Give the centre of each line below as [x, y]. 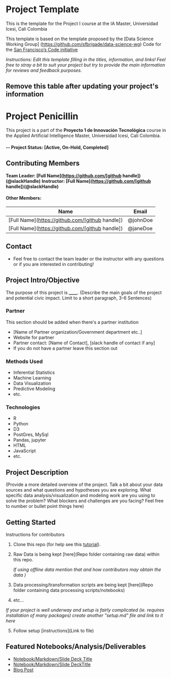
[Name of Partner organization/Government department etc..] [78, 332]
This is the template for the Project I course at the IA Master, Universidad [82, 23]
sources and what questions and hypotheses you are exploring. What [79, 490]
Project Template [42, 9]
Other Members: [24, 198]
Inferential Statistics [34, 372]
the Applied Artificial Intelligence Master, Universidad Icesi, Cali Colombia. [83, 135]
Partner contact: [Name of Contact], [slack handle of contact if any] [84, 343]
